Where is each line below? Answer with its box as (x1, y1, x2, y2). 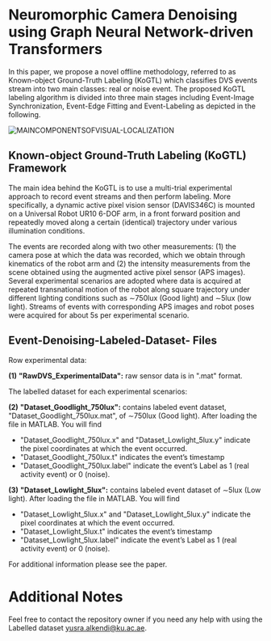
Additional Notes (8, 588, 123, 605)
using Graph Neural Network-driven (8, 23, 254, 41)
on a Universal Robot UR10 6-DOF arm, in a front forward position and (8, 209, 240, 218)
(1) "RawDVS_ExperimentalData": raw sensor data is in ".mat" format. (8, 370, 244, 381)
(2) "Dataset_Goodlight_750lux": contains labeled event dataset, (8, 402, 227, 411)
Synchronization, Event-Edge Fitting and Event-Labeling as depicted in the (8, 101, 256, 111)
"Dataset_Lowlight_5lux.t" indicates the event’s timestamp (19, 526, 213, 536)
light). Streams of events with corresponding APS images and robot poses (8, 302, 255, 311)
